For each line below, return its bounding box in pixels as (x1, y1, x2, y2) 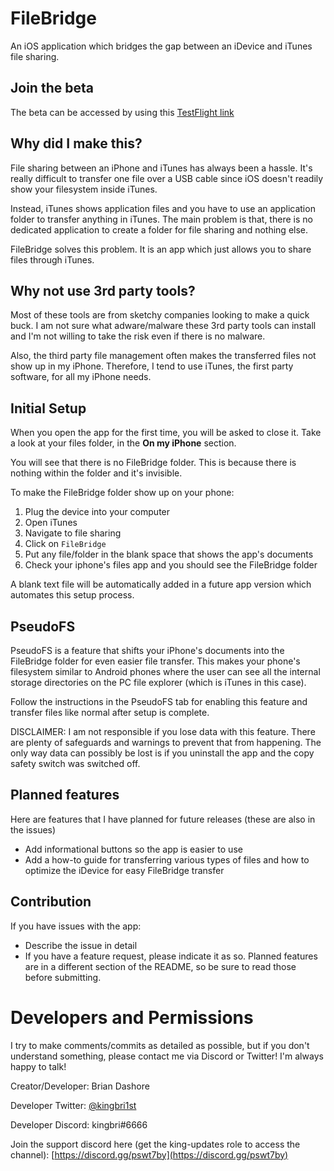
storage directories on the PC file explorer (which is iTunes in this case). (10, 677, 307, 688)
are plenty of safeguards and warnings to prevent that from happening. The (10, 737, 322, 748)
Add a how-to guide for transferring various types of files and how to (24, 853, 310, 866)
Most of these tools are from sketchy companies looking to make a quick (10, 309, 310, 321)
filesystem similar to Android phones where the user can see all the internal (10, 666, 321, 677)
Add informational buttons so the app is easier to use (24, 843, 243, 855)
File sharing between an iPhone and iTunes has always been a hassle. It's (10, 162, 313, 174)
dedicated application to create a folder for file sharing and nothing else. (10, 223, 309, 236)
